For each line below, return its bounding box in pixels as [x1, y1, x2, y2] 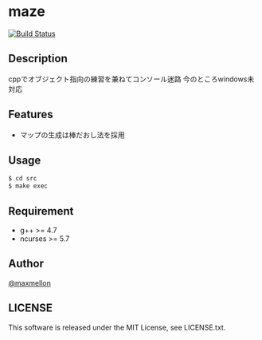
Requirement [8, 204, 74, 218]
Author [8, 257, 44, 271]
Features [8, 108, 53, 121]
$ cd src [8, 175, 37, 183]
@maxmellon [8, 278, 52, 287]
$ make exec [8, 182, 48, 190]
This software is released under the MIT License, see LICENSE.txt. [8, 322, 226, 332]
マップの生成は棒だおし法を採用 [19, 130, 125, 140]
